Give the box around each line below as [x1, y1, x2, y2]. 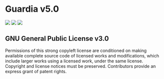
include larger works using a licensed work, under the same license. [5, 58, 143, 64]
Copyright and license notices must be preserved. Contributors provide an [5, 63, 156, 69]
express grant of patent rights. [5, 68, 67, 74]
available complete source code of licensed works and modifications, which [5, 53, 159, 58]
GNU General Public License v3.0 [5, 34, 109, 43]
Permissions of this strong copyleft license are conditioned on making [5, 48, 147, 53]
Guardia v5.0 [5, 3, 59, 15]
